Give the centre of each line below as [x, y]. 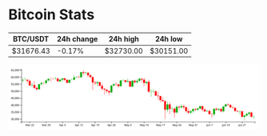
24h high [124, 39]
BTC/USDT [31, 39]
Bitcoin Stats [52, 15]
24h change [78, 39]
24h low [169, 39]
